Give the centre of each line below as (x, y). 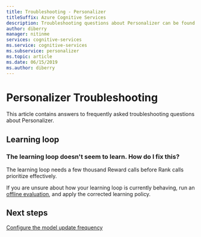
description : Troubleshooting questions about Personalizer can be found (101, 23)
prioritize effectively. (32, 176)
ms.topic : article (29, 57)
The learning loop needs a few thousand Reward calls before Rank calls (95, 170)
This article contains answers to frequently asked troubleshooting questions (100, 114)
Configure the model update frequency (55, 227)
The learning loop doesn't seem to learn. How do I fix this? (93, 156)
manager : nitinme (28, 34)
